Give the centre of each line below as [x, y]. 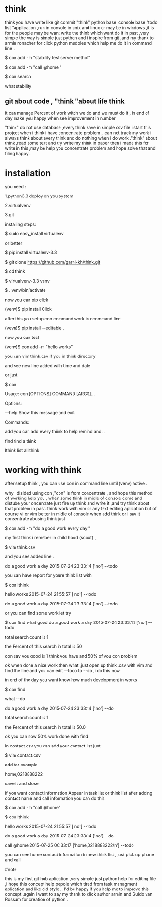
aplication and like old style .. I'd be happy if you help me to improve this [77, 889]
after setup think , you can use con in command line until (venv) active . [76, 483]
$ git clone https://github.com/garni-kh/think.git [53, 262]
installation [28, 173]
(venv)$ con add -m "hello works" [39, 347]
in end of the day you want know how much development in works [71, 680]
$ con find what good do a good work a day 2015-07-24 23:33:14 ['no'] [76, 622]
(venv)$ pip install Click [29, 309]
